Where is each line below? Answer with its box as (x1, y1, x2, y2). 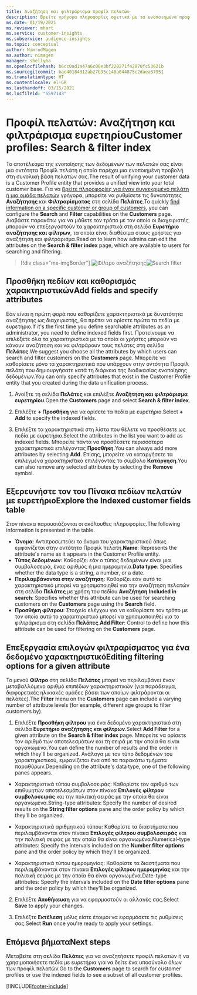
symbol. (14, 469, 34, 476)
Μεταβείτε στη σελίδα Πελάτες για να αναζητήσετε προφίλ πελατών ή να (6, 952, 189, 959)
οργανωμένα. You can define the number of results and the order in (14, 744, 178, 752)
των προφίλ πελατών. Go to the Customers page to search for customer (6, 965, 181, 972)
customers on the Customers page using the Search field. (14, 600, 157, 607)
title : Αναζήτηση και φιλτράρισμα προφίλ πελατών (6, 8, 130, 15)
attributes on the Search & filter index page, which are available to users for (6, 242, 190, 249)
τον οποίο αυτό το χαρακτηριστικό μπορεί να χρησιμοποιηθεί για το (14, 613, 179, 620)
